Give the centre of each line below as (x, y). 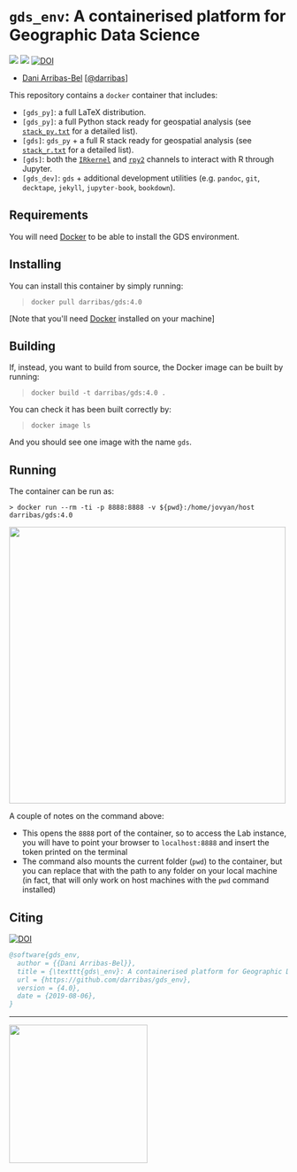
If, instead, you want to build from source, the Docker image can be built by (146, 367)
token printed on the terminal (75, 852)
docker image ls (61, 426)
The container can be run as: (62, 491)
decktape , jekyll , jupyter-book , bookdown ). (99, 187)
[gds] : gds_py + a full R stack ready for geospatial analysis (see (137, 140)
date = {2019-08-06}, (57, 996)
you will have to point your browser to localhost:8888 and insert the (145, 843)
